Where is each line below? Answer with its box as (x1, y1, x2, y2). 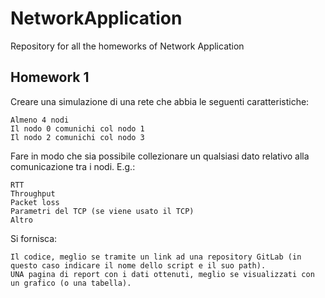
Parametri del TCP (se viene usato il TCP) (10, 206, 195, 216)
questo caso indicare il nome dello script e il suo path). (10, 260, 267, 271)
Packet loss (10, 197, 60, 207)
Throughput (10, 188, 56, 199)
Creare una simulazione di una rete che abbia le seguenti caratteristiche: (10, 95, 310, 107)
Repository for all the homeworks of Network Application (10, 40, 245, 52)
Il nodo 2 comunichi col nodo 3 (10, 132, 145, 142)
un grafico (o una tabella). (10, 278, 132, 288)
